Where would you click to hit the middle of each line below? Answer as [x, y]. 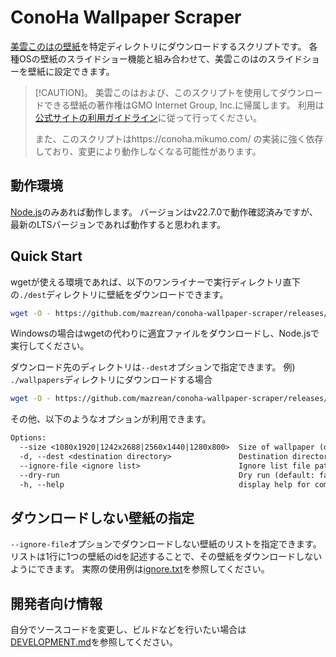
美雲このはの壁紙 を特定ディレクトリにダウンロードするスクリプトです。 [158, 46]
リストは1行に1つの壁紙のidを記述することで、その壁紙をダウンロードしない [166, 557]
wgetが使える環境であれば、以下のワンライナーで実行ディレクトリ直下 [155, 282]
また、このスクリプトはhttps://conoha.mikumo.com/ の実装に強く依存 [179, 138]
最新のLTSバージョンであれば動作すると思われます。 [118, 224]
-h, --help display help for [165, 484]
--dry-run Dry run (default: [167, 475]
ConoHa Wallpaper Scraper [126, 17]
